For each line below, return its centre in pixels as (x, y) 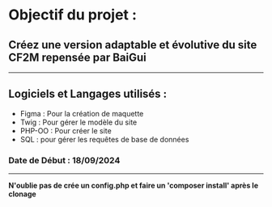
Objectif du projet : (73, 15)
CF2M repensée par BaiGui (78, 57)
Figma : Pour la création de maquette (82, 113)
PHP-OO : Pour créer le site (66, 130)
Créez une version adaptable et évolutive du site (133, 45)
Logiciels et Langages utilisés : (88, 94)
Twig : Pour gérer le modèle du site (79, 122)
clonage (22, 194)
